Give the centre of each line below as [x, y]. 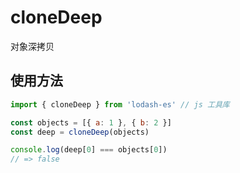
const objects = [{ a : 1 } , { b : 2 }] [91, 122]
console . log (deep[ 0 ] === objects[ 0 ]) [89, 150]
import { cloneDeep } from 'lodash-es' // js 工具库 [120, 104]
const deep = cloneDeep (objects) [80, 132]
